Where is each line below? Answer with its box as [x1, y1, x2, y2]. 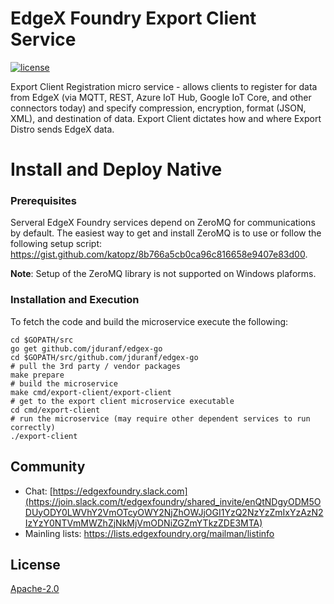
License [10, 556, 61, 573]
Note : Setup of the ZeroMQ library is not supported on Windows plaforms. [10, 268, 317, 280]
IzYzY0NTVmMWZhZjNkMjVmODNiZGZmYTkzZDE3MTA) [24, 517, 263, 529]
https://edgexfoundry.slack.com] [52, 485, 188, 497]
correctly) [10, 422, 56, 432]
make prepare [10, 370, 65, 380]
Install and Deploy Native [10, 158, 223, 181]
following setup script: [10, 238, 103, 250]
